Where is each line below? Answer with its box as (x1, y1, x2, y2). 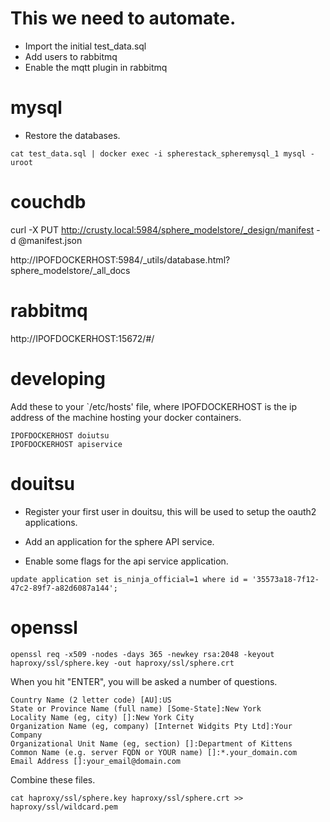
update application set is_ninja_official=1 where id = (10, 574, 248, 584)
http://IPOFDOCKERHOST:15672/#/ (10, 332, 155, 344)
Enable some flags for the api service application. (24, 555, 229, 567)
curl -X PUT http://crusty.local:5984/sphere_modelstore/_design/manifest (10, 223, 315, 236)
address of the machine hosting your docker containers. (10, 411, 242, 423)
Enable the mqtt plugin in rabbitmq (24, 61, 168, 73)
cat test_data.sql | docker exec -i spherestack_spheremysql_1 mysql (10, 148, 307, 159)
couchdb (10, 191, 87, 214)
